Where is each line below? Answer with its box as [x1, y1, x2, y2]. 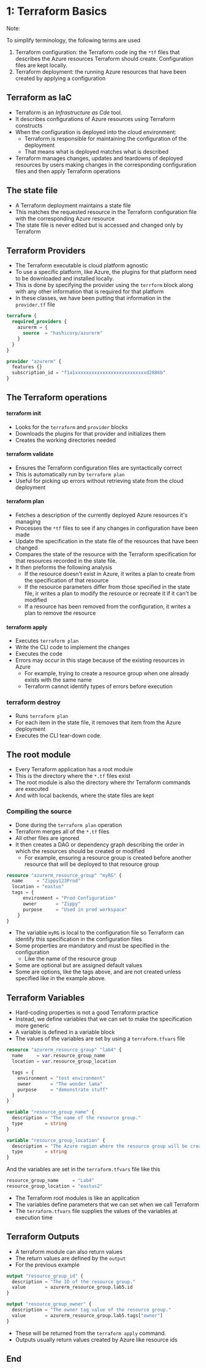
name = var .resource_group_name [12, 1053, 105, 1059]
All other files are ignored [15, 834, 80, 841]
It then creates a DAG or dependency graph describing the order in [15, 841, 185, 848]
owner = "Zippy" [22, 900, 81, 907]
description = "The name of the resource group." [12, 1115, 141, 1121]
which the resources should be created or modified [15, 847, 145, 855]
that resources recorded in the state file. [15, 557, 117, 564]
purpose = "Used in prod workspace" [22, 906, 128, 913]
